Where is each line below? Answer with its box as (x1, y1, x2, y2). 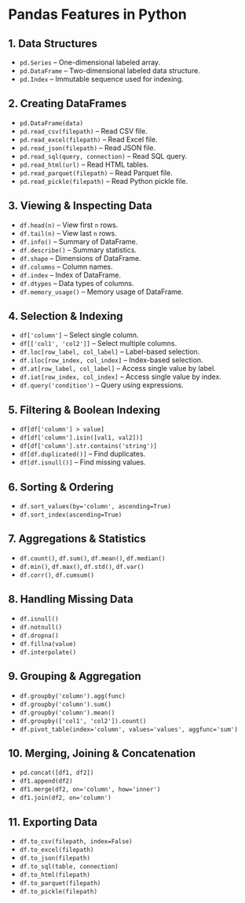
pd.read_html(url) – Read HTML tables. (19, 160, 149, 169)
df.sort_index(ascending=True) (19, 511, 122, 519)
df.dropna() (19, 631, 59, 640)
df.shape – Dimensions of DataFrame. (19, 253, 141, 262)
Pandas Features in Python (8, 6, 187, 24)
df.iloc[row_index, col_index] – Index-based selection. (19, 355, 203, 365)
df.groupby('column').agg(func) (19, 692, 126, 700)
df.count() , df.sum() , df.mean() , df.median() (19, 552, 166, 563)
